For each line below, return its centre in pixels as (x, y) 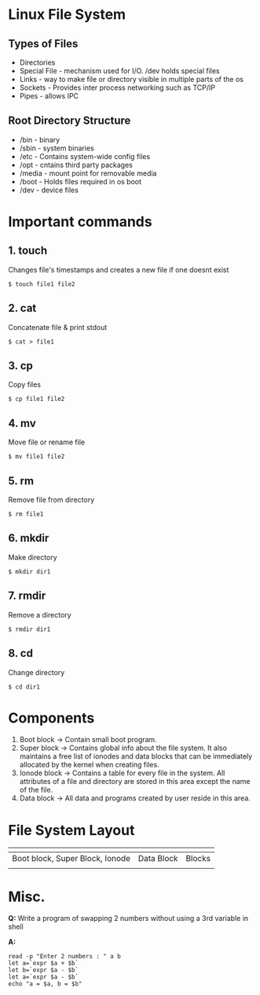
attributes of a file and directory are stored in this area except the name (135, 782)
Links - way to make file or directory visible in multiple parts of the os (131, 79)
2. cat (22, 308)
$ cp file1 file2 (37, 399)
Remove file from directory (51, 500)
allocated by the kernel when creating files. (89, 765)
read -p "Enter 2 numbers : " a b (65, 956)
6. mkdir (29, 538)
